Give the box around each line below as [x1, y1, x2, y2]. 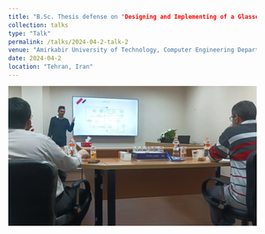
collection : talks [8, 21, 69, 29]
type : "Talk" [8, 29, 51, 37]
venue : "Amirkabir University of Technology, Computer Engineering [8, 46, 235, 55]
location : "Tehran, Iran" [8, 63, 93, 71]
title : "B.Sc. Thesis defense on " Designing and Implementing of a [8, 13, 235, 21]
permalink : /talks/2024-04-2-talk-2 [8, 38, 129, 46]
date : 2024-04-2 [8, 55, 62, 62]
